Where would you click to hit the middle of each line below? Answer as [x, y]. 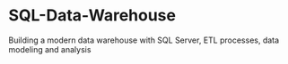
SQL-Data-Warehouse [92, 16]
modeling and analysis [50, 49]
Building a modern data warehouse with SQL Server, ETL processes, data [144, 40]
